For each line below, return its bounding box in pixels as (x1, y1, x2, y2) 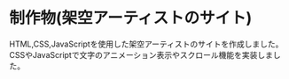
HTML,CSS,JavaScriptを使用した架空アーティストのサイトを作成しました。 (9, 39, 284, 49)
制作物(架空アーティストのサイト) (9, 8, 253, 28)
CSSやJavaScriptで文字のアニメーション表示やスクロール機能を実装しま (9, 49, 273, 60)
